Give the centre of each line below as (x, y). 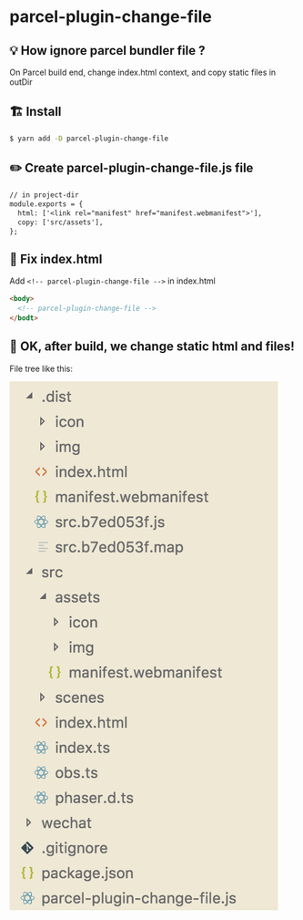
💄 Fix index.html (56, 258)
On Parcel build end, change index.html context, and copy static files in (143, 72)
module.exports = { (46, 204)
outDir (21, 82)
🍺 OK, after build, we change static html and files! (152, 347)
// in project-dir (44, 195)
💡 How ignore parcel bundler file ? (107, 51)
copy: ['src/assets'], (61, 222)
